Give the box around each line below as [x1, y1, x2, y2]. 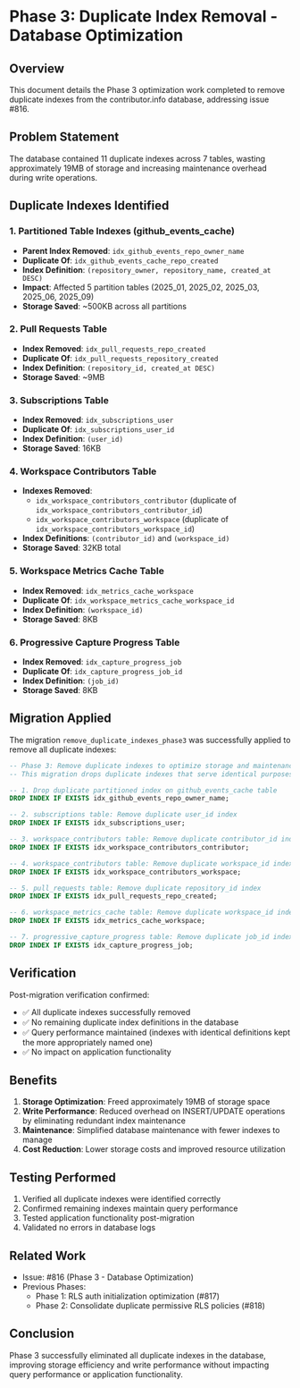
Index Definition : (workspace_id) [21, 604, 144, 614]
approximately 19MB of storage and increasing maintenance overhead [9, 163, 268, 173]
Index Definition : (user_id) [21, 434, 123, 444]
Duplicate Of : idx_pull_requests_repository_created [21, 352, 219, 363]
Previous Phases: [21, 1282, 87, 1292]
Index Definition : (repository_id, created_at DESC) [21, 362, 216, 373]
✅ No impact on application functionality [21, 1046, 171, 1057]
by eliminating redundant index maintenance [21, 1115, 186, 1126]
